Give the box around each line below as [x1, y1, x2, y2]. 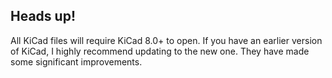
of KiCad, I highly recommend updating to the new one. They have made [10, 45, 310, 57]
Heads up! [10, 8, 76, 25]
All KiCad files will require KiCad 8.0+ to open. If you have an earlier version [10, 34, 323, 46]
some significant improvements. [10, 55, 143, 68]
